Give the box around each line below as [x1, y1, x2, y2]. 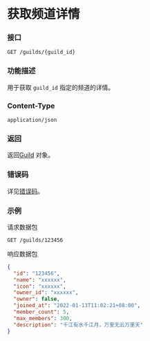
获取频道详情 [7, 6, 81, 22]
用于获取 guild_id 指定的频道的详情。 [7, 83, 115, 91]
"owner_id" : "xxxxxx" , [13, 289, 79, 296]
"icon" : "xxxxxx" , [13, 283, 67, 290]
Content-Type [7, 101, 55, 111]
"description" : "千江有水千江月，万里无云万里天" [13, 321, 144, 329]
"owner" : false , [13, 295, 60, 303]
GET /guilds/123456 [7, 237, 64, 243]
